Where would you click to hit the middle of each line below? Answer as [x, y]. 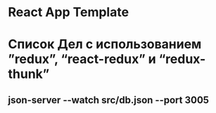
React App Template [69, 12]
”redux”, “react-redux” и [82, 59]
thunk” [29, 74]
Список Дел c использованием [105, 45]
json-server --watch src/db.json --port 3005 [109, 100]
